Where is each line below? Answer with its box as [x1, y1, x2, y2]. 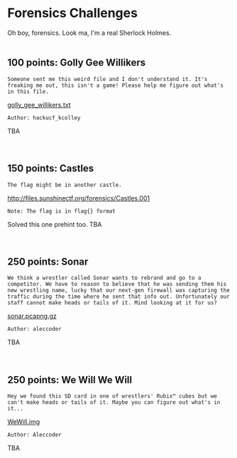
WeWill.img [7, 417, 40, 426]
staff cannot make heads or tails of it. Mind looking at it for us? [7, 299, 218, 307]
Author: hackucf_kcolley [7, 114, 81, 122]
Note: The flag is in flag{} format [7, 208, 116, 215]
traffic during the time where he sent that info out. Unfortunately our [7, 293, 231, 300]
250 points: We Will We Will [7, 373, 133, 385]
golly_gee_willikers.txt [7, 100, 71, 109]
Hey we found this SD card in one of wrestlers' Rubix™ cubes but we [7, 393, 218, 400]
